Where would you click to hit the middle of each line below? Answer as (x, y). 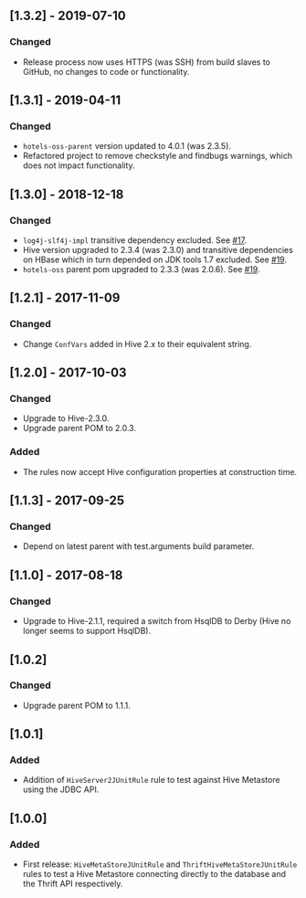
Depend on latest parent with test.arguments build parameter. (138, 546)
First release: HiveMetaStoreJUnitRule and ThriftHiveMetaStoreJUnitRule (160, 864)
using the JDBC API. (61, 789)
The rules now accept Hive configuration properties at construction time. (160, 471)
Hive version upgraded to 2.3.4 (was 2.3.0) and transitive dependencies (158, 250)
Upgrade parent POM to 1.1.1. (76, 705)
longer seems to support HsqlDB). (87, 631)
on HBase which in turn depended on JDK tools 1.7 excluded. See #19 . (155, 259)
